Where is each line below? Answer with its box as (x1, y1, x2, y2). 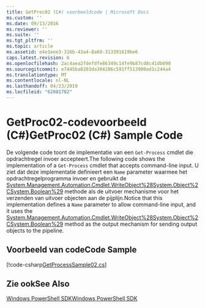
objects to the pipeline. (6, 226, 64, 234)
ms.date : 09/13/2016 (6, 20, 59, 26)
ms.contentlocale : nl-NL (6, 77, 70, 83)
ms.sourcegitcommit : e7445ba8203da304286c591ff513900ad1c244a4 (6, 66, 171, 72)
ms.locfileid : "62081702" (6, 89, 72, 95)
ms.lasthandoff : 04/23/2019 (6, 83, 78, 90)
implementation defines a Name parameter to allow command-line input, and (6, 201, 196, 208)
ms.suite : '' (6, 32, 40, 38)
